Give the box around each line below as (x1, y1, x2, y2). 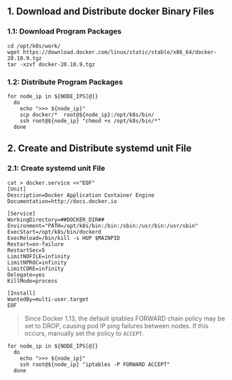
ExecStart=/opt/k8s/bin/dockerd (7, 228, 101, 235)
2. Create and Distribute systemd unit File (7, 143, 192, 155)
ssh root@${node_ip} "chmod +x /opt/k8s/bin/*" (20, 117, 161, 125)
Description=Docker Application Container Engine (7, 192, 155, 199)
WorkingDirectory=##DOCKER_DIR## (7, 216, 105, 223)
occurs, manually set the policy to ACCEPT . (24, 329, 145, 337)
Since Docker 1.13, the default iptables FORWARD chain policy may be (24, 314, 226, 323)
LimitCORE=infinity (7, 265, 64, 272)
